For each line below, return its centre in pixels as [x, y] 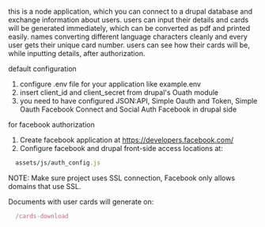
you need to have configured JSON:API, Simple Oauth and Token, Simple [138, 101]
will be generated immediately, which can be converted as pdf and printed [129, 28]
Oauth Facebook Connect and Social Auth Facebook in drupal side [128, 109]
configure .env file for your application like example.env [110, 84]
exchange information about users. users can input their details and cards [129, 20]
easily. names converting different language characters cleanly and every [128, 36]
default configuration [42, 69]
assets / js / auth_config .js [58, 163]
